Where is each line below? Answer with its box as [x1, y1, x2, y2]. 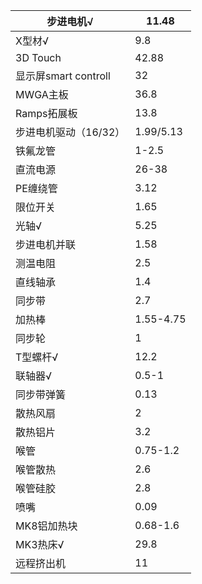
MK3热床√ [15, 538, 65, 551]
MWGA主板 [15, 88, 69, 101]
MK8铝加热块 [15, 519, 78, 533]
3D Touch [15, 51, 62, 64]
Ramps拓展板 [15, 107, 78, 120]
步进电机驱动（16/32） [15, 125, 126, 139]
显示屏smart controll [15, 69, 111, 83]
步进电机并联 [15, 238, 77, 251]
